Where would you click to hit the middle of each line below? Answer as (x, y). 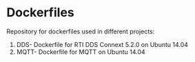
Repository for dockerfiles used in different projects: (81, 31)
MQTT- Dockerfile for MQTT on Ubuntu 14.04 (81, 52)
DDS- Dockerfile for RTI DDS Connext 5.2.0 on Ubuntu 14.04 (102, 44)
